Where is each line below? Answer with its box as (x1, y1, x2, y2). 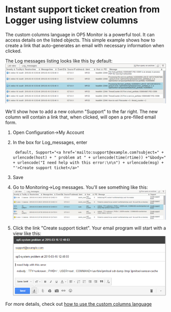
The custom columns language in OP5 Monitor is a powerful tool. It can (5, 31, 155, 37)
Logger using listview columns (5, 14, 138, 26)
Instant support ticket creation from (5, 4, 160, 15)
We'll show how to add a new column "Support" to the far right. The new (5, 108, 158, 114)
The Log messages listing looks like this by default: (5, 57, 113, 64)
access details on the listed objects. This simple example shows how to (5, 37, 156, 43)
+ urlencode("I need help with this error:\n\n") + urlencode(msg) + (12, 160, 164, 165)
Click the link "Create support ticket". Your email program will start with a (12, 225, 166, 231)
